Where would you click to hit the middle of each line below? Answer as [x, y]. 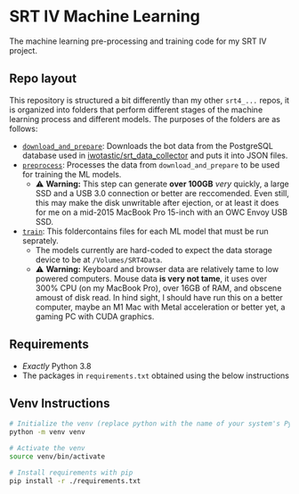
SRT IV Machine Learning [105, 16]
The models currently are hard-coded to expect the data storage [154, 250]
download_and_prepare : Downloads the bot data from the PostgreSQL [148, 145]
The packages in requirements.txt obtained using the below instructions [155, 375]
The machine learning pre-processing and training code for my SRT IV [138, 41]
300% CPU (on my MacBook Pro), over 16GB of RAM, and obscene [158, 288]
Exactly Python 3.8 [57, 366]
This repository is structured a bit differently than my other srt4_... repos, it [149, 100]
